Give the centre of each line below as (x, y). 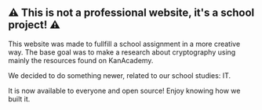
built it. (19, 99)
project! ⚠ (35, 25)
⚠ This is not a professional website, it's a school (131, 13)
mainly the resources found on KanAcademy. (81, 60)
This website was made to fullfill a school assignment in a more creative (124, 44)
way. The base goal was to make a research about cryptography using (122, 52)
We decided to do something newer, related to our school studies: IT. (120, 75)
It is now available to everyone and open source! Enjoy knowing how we (124, 90)
